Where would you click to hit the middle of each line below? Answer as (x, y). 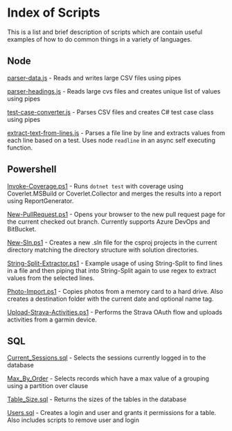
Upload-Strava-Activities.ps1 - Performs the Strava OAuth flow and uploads (115, 312)
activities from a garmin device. (52, 319)
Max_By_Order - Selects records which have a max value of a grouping (108, 378)
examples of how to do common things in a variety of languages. (100, 39)
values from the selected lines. (51, 278)
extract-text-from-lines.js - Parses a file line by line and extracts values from (116, 132)
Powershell (32, 169)
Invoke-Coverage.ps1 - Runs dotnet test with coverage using (95, 186)
